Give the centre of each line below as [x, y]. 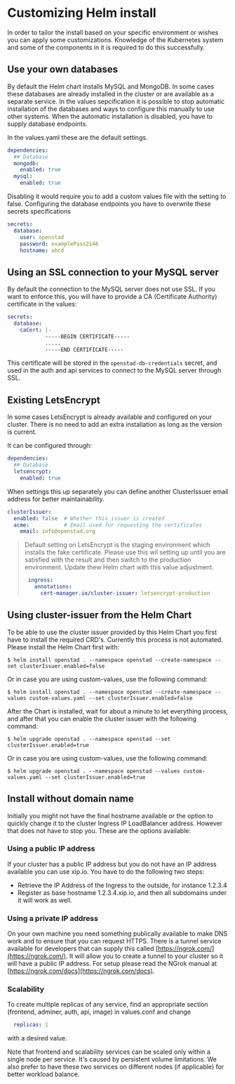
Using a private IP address [53, 918]
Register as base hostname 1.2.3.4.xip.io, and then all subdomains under [122, 892]
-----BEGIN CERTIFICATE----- [87, 336]
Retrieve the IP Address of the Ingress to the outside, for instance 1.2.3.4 [122, 885]
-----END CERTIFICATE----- [84, 349]
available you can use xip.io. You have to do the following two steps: [106, 871]
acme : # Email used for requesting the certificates [108, 525]
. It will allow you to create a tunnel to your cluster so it [144, 956]
